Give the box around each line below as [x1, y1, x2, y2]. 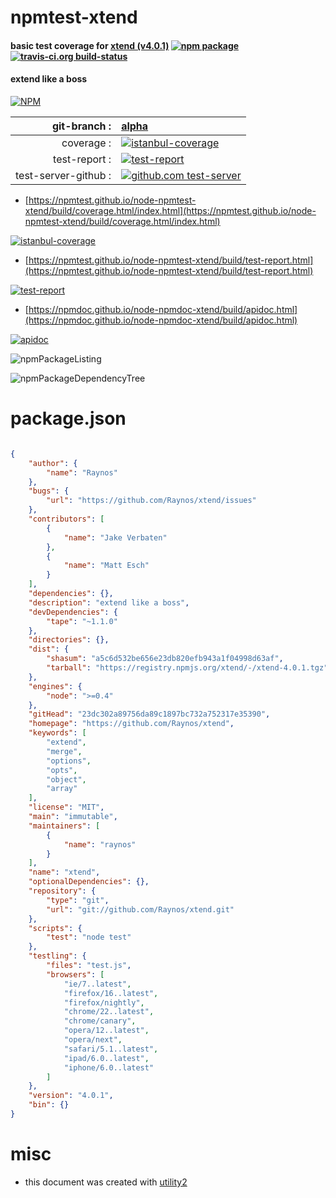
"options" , [46, 756, 92, 766]
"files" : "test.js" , [46, 961, 132, 971]
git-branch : [51, 119, 112, 133]
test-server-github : [15, 168, 112, 182]
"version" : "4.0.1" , [28, 1091, 114, 1101]
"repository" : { [28, 886, 97, 896]
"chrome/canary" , [63, 1016, 137, 1026]
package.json [10, 407, 127, 430]
